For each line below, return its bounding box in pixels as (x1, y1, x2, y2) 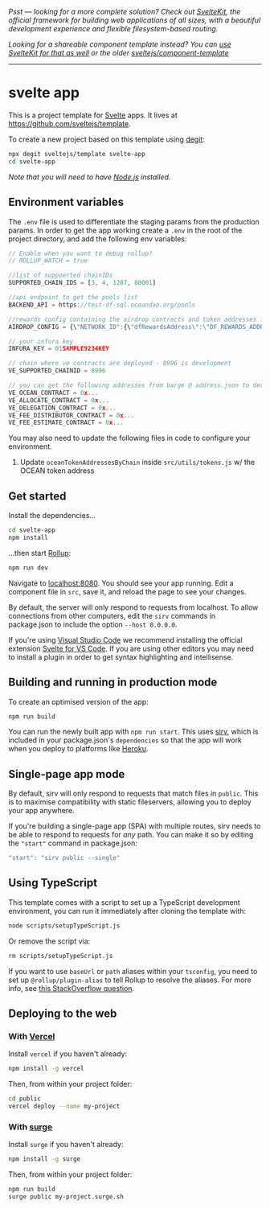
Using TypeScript (8, 876, 98, 890)
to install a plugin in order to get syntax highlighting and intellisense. (8, 652, 234, 662)
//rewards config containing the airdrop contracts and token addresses (8, 315, 257, 323)
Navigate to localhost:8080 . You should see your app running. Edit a (8, 578, 235, 588)
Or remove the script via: (8, 936, 91, 946)
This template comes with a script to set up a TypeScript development (8, 897, 241, 907)
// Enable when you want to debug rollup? (8, 249, 153, 257)
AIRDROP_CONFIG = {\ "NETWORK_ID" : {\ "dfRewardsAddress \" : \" (8, 323, 211, 331)
